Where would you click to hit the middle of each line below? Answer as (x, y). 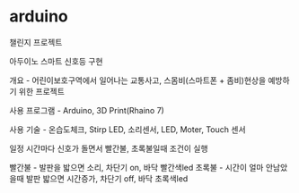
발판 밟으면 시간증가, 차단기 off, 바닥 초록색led (107, 178)
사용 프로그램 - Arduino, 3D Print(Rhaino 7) (87, 110)
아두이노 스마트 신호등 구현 (56, 61)
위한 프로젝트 (42, 91)
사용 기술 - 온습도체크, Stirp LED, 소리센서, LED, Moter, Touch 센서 (128, 129)
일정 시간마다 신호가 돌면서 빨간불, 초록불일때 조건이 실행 (109, 148)
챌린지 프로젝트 (36, 42)
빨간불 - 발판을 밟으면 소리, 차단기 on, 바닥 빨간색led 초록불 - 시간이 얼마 (136, 167)
